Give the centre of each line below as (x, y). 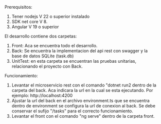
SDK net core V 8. (29, 22)
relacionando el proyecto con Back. (47, 66)
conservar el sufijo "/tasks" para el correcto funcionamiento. (72, 111)
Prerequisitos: (18, 7)
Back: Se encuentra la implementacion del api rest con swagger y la (80, 51)
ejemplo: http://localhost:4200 (42, 95)
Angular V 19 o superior (35, 27)
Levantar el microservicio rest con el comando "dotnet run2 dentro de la (84, 85)
